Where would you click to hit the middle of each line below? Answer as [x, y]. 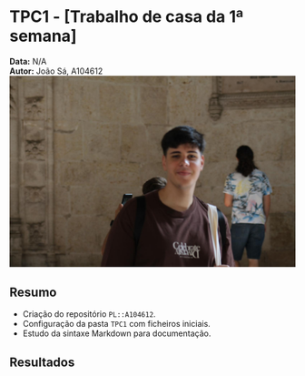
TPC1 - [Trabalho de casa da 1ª [127, 17]
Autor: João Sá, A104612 [56, 71]
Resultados [42, 362]
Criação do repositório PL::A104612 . [89, 314]
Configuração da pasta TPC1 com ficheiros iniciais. [116, 324]
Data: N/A [28, 61]
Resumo [33, 292]
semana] [43, 36]
